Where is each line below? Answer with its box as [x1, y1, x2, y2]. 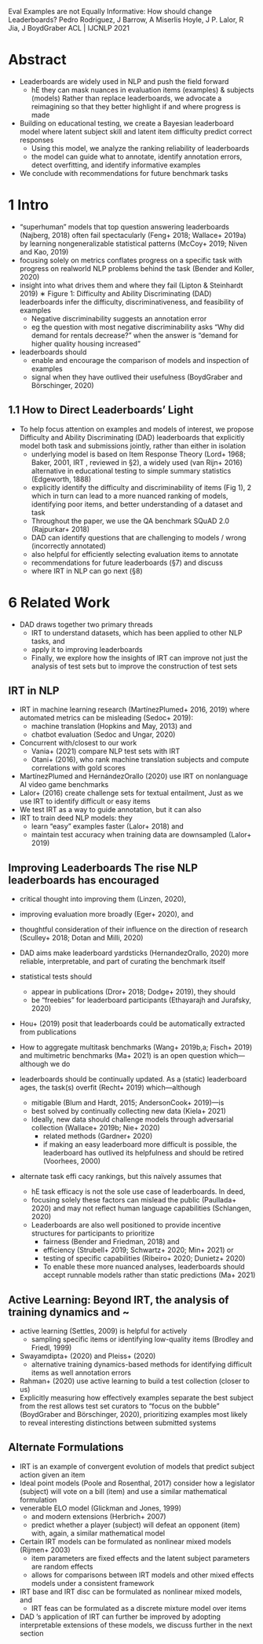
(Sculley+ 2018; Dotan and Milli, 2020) [19, 933, 144, 943]
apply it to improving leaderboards [31, 644, 143, 654]
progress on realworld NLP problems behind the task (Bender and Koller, [19, 263, 255, 273]
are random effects [31, 1562, 93, 1571]
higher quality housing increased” [31, 339, 141, 348]
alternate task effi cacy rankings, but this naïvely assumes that [19, 1172, 222, 1181]
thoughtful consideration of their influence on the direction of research [19, 925, 249, 934]
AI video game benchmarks [19, 780, 109, 789]
